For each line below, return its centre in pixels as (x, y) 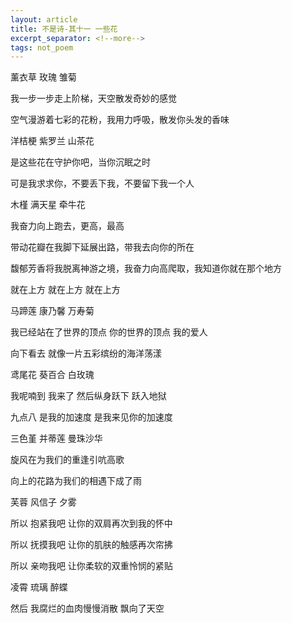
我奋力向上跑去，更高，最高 (67, 226)
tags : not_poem (42, 47)
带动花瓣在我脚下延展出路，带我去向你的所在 (102, 247)
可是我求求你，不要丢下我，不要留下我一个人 (102, 183)
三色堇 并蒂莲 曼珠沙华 (56, 438)
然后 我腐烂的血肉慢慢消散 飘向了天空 (87, 608)
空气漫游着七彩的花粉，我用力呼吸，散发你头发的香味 (120, 120)
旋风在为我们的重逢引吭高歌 (67, 460)
